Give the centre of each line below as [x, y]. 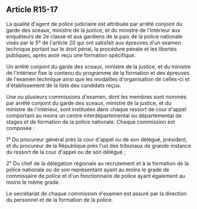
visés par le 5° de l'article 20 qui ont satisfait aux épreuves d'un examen [94, 42]
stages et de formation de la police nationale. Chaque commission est [91, 122]
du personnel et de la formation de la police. [60, 200]
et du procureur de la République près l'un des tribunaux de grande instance [99, 145]
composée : [21, 128]
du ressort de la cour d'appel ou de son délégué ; [66, 152]
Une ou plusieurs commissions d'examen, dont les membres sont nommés [96, 97]
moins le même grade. [33, 182]
